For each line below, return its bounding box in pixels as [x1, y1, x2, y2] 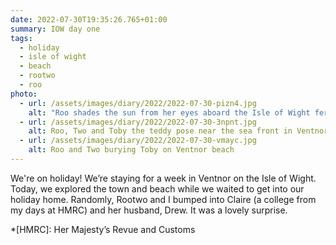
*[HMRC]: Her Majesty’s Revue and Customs [10, 223, 196, 235]
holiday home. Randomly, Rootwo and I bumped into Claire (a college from [10, 193, 317, 205]
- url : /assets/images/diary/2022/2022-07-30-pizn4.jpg [19, 98, 257, 108]
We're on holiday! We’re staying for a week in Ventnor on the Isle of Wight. [10, 172, 317, 184]
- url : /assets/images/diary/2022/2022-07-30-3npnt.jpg [19, 117, 257, 127]
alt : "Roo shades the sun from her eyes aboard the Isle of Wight [28, 107, 311, 118]
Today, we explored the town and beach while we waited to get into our [10, 182, 305, 195]
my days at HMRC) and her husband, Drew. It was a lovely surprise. [10, 204, 288, 216]
